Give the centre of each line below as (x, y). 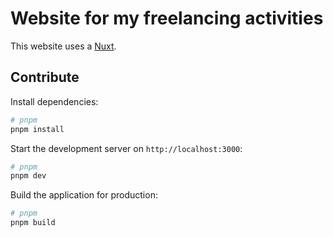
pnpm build (33, 223)
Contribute (45, 77)
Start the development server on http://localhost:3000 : (126, 148)
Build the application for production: (84, 195)
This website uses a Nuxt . (63, 46)
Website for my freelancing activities (167, 18)
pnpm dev (28, 176)
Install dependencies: (54, 101)
